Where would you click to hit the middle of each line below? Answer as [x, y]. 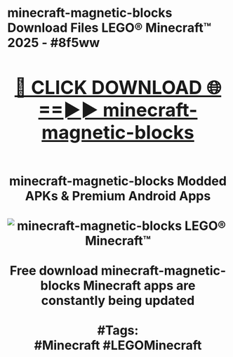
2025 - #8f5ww [54, 43]
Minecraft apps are [139, 285]
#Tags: [118, 330]
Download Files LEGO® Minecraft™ [109, 28]
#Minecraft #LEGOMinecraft [118, 345]
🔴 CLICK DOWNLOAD [108, 87]
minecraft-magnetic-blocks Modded [118, 181]
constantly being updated [118, 300]
